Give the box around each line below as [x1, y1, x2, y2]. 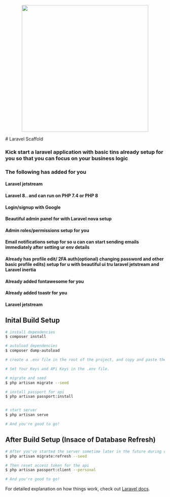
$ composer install [5, 334, 47, 339]
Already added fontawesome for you [5, 278, 84, 284]
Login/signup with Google [5, 204, 61, 210]
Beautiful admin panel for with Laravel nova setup [5, 216, 112, 222]
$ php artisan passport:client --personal [5, 468, 96, 473]
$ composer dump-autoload [5, 348, 60, 353]
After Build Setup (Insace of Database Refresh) [5, 436, 156, 444]
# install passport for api [5, 389, 65, 395]
